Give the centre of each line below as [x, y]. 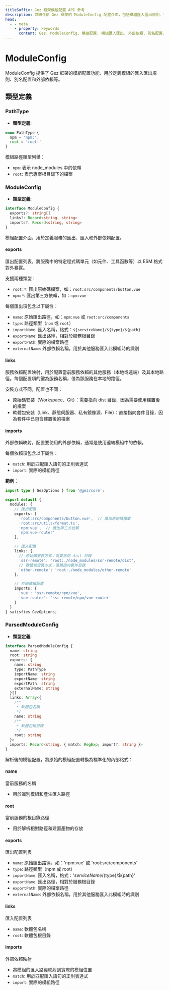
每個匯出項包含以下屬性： [32, 306]
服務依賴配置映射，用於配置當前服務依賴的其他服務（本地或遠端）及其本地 [82, 372]
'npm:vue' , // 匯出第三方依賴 [49, 528]
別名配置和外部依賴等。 [38, 79]
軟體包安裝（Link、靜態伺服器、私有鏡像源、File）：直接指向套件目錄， [86, 412]
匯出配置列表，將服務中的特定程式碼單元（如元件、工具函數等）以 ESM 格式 [84, 261]
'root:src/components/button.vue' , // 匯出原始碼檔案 [74, 518]
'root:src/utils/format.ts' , [49, 523]
